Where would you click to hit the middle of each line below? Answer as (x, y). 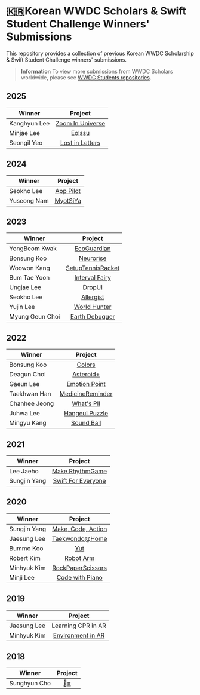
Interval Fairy (93, 278)
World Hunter (93, 307)
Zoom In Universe (81, 123)
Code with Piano (79, 577)
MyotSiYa (68, 200)
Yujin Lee (22, 307)
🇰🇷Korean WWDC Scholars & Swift (96, 11)
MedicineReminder (86, 394)
